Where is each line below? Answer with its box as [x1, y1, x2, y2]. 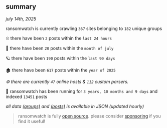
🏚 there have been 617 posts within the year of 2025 [6, 67, 116, 73]
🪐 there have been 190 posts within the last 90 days [6, 55, 115, 61]
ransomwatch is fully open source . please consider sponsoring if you [18, 113, 161, 119]
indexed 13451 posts [6, 93, 48, 99]
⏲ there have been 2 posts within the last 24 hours [6, 35, 112, 41]
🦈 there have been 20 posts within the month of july [6, 45, 114, 51]
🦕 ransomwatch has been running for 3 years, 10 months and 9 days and [6, 88, 158, 94]
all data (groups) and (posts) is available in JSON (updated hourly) [6, 103, 144, 109]
